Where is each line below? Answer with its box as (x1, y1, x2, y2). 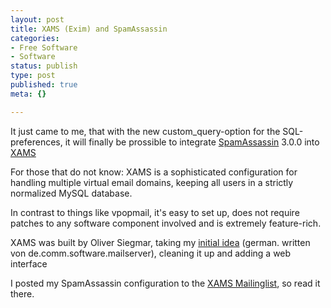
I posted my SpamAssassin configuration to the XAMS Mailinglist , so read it (10, 277, 321, 289)
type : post (10, 71, 56, 81)
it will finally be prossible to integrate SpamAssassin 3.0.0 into (64, 136, 320, 148)
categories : (10, 33, 60, 43)
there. (10, 287, 35, 300)
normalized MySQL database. (10, 187, 133, 199)
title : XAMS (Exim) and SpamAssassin (10, 24, 168, 34)
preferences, (10, 136, 63, 148)
